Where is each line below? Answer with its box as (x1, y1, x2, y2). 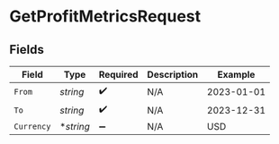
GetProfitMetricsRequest (9, 6, 202, 27)
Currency (13, 122, 51, 131)
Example (217, 69, 256, 80)
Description (147, 69, 199, 80)
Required (98, 69, 139, 80)
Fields (9, 42, 45, 57)
